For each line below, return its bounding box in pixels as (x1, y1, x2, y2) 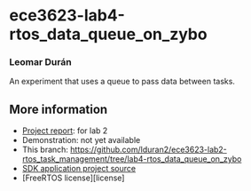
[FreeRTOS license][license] (21, 172, 125, 183)
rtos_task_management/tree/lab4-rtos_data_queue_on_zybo (21, 154, 242, 164)
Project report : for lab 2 (21, 125, 108, 136)
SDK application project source (21, 163, 136, 174)
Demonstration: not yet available (21, 135, 141, 146)
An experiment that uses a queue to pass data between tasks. (9, 76, 235, 87)
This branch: (21, 144, 69, 155)
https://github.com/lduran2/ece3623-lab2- (70, 144, 228, 155)
